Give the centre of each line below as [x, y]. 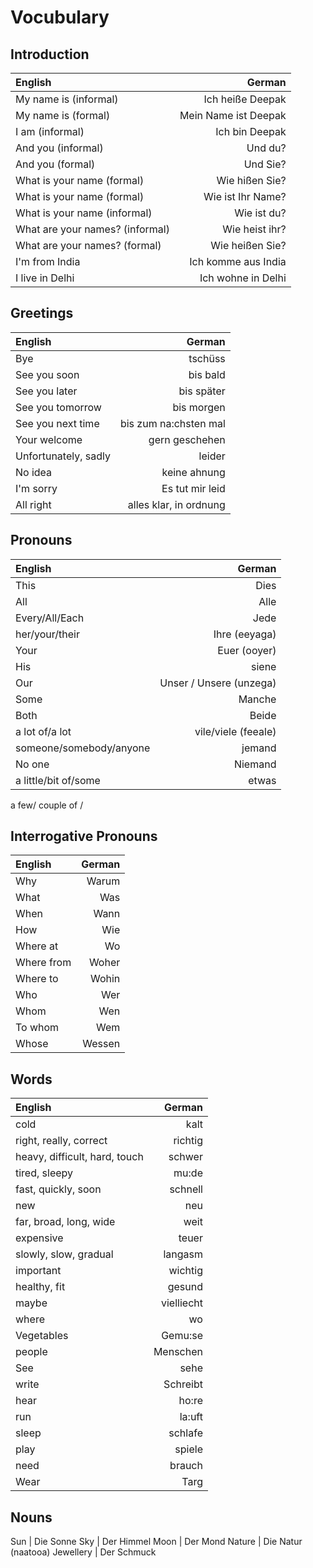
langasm [183, 1254]
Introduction [50, 54]
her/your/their [47, 634]
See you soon [47, 374]
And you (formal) [55, 164]
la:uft [191, 1417]
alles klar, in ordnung [176, 504]
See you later [46, 391]
